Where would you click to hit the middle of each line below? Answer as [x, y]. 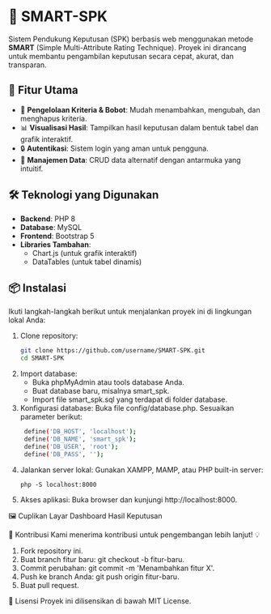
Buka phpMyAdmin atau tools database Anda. [108, 382]
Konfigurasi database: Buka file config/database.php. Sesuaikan [127, 408]
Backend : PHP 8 [47, 219]
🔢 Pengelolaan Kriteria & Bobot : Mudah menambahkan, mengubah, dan [140, 109]
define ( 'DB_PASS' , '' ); [64, 454]
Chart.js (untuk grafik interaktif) [85, 253]
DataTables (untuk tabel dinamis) [87, 262]
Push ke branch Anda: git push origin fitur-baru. [100, 576]
